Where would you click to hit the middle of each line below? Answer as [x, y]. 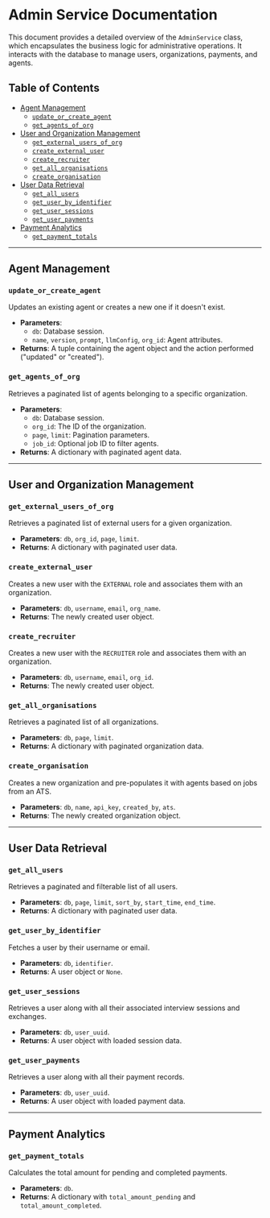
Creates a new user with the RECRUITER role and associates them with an [127, 653]
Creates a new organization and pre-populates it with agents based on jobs [133, 782]
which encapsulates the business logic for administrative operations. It [125, 45]
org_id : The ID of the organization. [89, 426]
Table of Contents [54, 88]
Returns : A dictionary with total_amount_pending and [108, 1196]
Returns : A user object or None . [71, 971]
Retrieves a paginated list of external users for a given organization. [120, 523]
